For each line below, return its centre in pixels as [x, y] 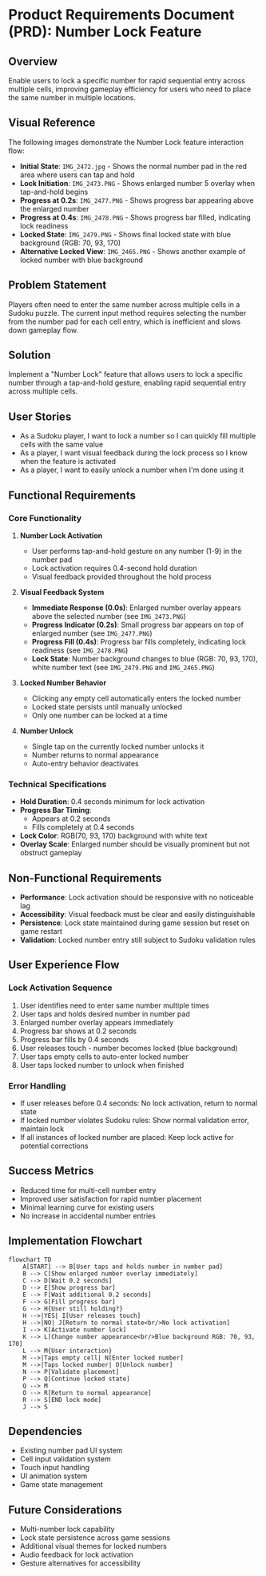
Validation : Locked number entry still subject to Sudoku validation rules [137, 940]
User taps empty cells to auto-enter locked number [104, 1057]
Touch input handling [55, 1468]
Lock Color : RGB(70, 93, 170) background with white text [113, 836]
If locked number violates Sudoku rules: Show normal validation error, [135, 1121]
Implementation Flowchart [75, 1241]
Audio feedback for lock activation [76, 1555]
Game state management [62, 1485]
